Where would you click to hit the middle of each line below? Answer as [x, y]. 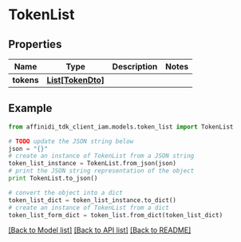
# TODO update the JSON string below [71, 141]
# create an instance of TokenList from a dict [89, 208]
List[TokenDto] [76, 80]
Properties [35, 44]
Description [135, 67]
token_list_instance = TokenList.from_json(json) [93, 164]
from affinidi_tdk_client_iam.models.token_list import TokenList [121, 127]
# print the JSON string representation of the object [101, 171]
